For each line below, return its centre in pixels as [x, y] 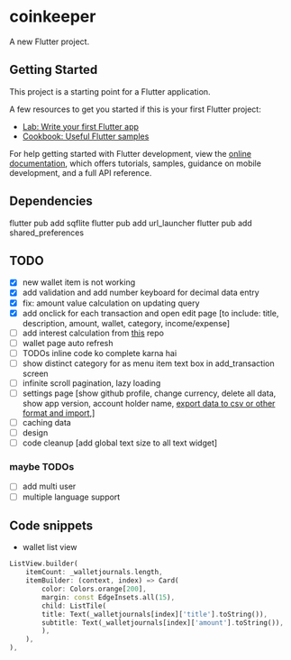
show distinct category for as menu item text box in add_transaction [148, 363]
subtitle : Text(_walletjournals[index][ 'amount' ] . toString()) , [163, 623]
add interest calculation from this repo [93, 333]
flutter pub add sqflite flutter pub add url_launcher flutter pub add [131, 223]
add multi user [49, 486]
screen [35, 373]
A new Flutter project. [50, 41]
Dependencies [51, 202]
